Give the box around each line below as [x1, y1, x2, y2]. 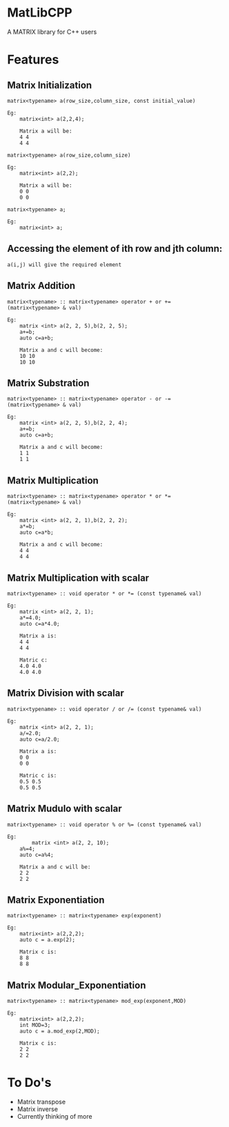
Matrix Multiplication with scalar [7, 572, 150, 584]
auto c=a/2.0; [19, 736, 60, 743]
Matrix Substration [7, 377, 90, 389]
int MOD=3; [19, 1022, 51, 1029]
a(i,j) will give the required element [7, 261, 122, 268]
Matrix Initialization [7, 79, 92, 91]
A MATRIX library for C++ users [7, 28, 97, 36]
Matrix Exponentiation [7, 895, 105, 906]
